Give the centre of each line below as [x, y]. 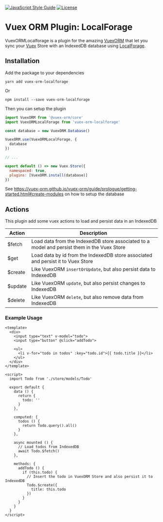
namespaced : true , [28, 171]
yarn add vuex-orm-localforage [37, 82]
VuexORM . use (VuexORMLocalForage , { [41, 139]
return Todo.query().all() [50, 426]
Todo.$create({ [42, 485]
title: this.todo [49, 489]
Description [94, 233]
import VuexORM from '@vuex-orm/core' [44, 117]
